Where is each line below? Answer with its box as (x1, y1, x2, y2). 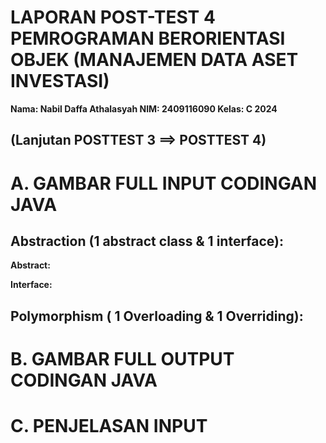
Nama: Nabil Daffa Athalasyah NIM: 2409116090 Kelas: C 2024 (10, 102, 278, 115)
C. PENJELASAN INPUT (10, 415, 208, 438)
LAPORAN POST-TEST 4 (10, 6, 216, 29)
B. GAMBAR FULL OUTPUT (10, 347, 235, 370)
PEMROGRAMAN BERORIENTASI (10, 27, 286, 50)
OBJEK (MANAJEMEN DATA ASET (10, 49, 299, 71)
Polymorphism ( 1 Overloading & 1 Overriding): (10, 307, 304, 325)
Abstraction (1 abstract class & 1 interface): (10, 232, 285, 250)
